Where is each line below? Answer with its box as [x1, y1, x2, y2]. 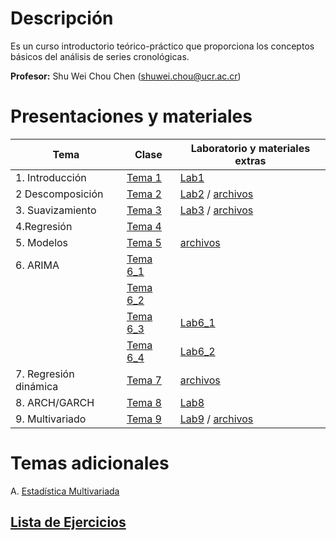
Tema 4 [126, 219, 162, 233]
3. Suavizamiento [15, 203, 97, 217]
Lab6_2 [179, 344, 216, 358]
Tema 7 [126, 373, 162, 387]
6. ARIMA [15, 258, 60, 272]
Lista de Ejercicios [10, 514, 127, 531]
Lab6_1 [179, 315, 216, 329]
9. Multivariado [15, 412, 87, 426]
